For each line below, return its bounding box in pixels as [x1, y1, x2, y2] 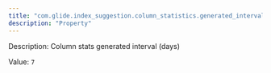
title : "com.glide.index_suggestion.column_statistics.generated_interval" [8, 11, 269, 20]
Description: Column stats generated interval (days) [8, 41, 180, 51]
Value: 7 [8, 57, 35, 67]
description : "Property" [8, 19, 92, 27]
